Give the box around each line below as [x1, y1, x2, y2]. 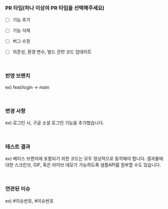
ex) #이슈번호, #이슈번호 [5, 197, 54, 204]
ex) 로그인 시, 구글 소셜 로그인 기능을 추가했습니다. [5, 120, 104, 126]
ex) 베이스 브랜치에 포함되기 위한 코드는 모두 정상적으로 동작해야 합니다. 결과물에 [5, 156, 163, 162]
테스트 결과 [5, 143, 31, 150]
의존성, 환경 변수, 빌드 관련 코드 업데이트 [12, 49, 92, 55]
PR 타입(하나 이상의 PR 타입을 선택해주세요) [5, 4, 105, 11]
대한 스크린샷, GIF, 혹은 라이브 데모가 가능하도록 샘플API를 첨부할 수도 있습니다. [5, 162, 161, 168]
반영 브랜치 [5, 72, 31, 79]
